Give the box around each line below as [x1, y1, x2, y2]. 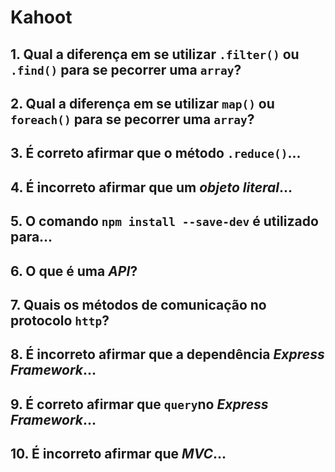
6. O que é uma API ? [10, 262, 138, 280]
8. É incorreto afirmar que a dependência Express [10, 346, 325, 363]
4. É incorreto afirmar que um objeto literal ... [10, 179, 293, 196]
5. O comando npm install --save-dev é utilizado [10, 213, 319, 230]
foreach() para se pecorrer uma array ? [10, 111, 255, 128]
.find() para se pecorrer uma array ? [10, 61, 242, 78]
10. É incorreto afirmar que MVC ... [10, 446, 227, 463]
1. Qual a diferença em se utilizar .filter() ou [10, 46, 300, 63]
